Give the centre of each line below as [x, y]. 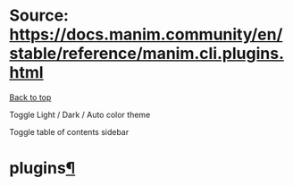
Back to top [30, 97]
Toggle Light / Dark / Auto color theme [80, 114]
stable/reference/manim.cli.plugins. [146, 54]
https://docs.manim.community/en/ [146, 34]
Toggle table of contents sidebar [69, 131]
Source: [39, 16]
